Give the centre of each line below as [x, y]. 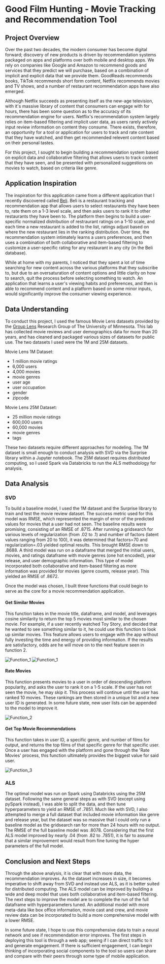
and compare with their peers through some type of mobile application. [77, 956]
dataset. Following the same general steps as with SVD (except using [75, 799]
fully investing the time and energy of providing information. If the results [79, 640]
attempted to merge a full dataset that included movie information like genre [82, 815]
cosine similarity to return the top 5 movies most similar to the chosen [76, 618]
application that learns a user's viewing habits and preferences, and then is [81, 283]
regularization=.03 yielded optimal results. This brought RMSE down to [77, 545]
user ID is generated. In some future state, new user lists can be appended [81, 703]
